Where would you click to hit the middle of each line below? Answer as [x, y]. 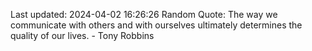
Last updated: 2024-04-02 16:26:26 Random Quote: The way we [144, 14]
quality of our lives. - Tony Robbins [82, 35]
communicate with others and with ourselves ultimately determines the [156, 25]
